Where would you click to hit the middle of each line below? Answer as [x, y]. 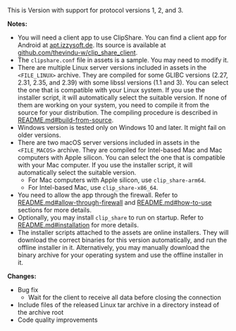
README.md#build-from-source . [66, 120]
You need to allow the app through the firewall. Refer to [98, 195]
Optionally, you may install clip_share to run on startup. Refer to [111, 217]
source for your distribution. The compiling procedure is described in [118, 113]
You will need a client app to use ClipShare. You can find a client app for [122, 37]
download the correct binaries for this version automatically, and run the [122, 240]
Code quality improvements [57, 320]
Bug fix [28, 290]
